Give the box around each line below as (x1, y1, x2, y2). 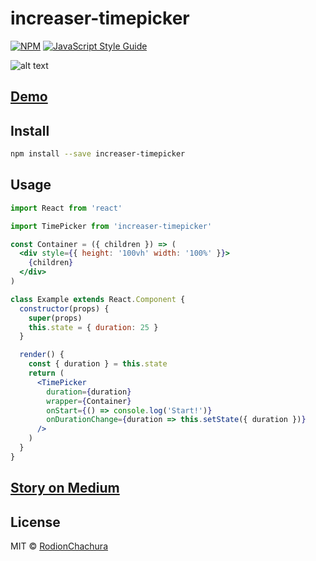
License (10, 513, 61, 531)
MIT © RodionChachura (10, 540, 109, 552)
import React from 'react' (10, 203, 123, 213)
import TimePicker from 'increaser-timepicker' (10, 221, 213, 231)
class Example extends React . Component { (10, 294, 186, 304)
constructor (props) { (19, 303, 110, 314)
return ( (28, 368, 65, 379)
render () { (19, 350, 65, 360)
